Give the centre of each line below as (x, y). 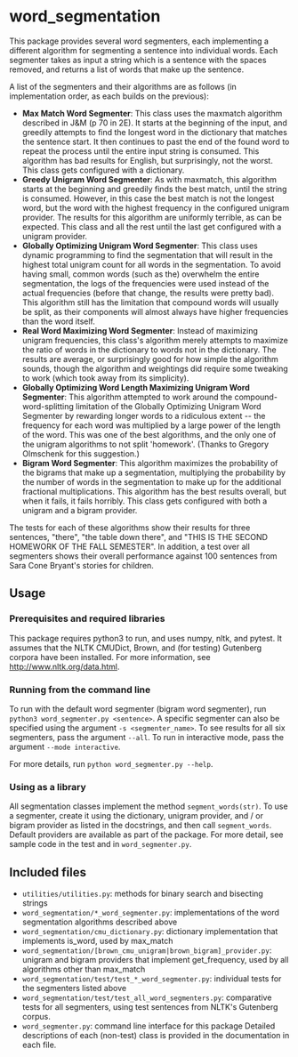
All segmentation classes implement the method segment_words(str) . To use (149, 806)
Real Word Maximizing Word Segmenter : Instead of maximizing (140, 330)
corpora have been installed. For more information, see (110, 657)
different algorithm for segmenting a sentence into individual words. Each (144, 50)
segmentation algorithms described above (100, 922)
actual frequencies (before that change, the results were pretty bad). (148, 293)
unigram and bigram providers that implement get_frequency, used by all (155, 960)
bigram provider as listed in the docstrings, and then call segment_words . (141, 826)
